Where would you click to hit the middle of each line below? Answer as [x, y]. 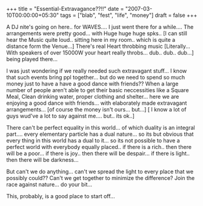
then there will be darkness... [42, 160]
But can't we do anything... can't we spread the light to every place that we [100, 171]
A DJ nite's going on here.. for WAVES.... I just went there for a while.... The [100, 27]
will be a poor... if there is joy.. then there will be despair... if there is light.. [98, 153]
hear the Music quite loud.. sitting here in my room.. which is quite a [91, 40]
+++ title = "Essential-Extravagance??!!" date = [65, 9]
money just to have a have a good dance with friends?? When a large [92, 84]
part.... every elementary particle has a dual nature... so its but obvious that [100, 134]
